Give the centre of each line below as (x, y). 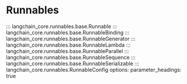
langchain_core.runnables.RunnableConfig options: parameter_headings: (94, 69)
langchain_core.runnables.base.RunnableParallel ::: (67, 51)
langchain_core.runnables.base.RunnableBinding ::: (68, 32)
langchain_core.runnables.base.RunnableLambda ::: (68, 45)
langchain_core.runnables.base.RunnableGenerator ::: (71, 38)
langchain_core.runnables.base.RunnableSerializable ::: (72, 63)
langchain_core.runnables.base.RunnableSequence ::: (71, 57)
